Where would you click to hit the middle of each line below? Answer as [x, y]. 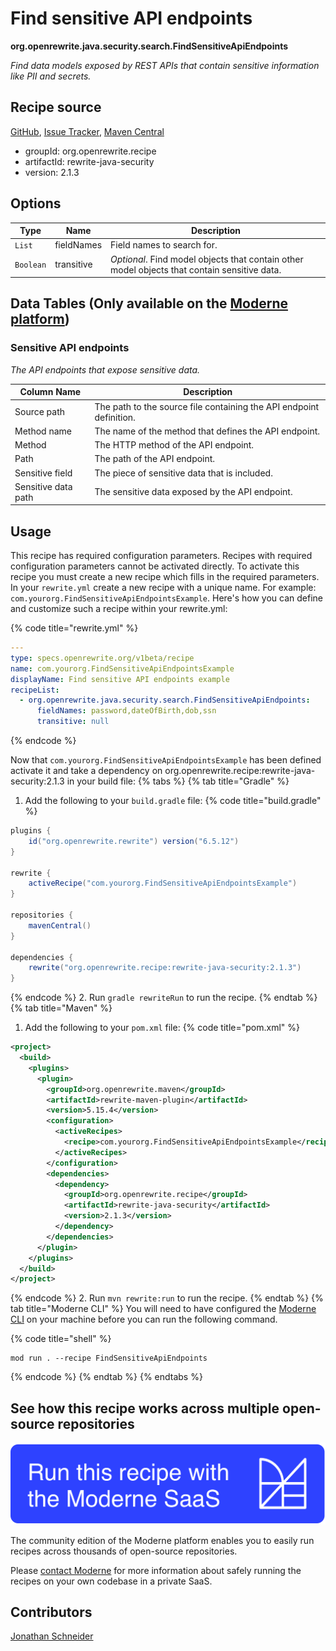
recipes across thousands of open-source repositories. [124, 1551]
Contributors [51, 1612]
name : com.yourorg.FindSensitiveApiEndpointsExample [122, 668]
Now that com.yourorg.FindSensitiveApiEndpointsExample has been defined [166, 760]
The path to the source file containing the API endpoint [207, 406]
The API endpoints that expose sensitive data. [105, 369]
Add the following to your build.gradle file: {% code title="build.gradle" [173, 801]
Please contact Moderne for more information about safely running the [156, 1570]
